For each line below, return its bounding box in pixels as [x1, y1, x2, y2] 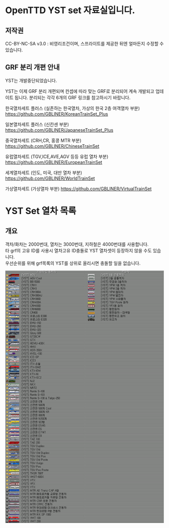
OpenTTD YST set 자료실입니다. [5, 5, 135, 16]
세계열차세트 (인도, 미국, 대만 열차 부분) [5, 170, 82, 176]
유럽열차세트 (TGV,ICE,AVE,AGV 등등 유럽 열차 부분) [5, 153, 109, 160]
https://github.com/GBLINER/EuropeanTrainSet [5, 159, 103, 165]
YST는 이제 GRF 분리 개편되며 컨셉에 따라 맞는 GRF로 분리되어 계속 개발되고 [5, 88, 154, 94]
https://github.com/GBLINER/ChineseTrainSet [5, 143, 100, 149]
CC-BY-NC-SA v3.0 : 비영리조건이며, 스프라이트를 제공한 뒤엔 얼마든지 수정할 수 [5, 41, 164, 46]
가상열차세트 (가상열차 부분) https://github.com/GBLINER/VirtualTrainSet [5, 185, 152, 192]
